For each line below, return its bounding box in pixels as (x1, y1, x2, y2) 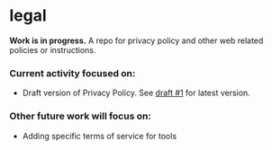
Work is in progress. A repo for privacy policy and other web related (9, 35, 264, 46)
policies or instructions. (9, 44, 96, 55)
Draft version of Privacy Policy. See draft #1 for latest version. (22, 87, 250, 99)
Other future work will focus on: (9, 110, 151, 122)
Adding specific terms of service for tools (22, 130, 177, 141)
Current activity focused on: (9, 66, 136, 79)
